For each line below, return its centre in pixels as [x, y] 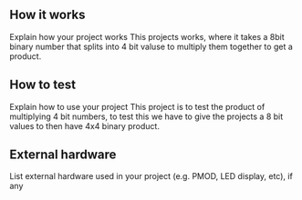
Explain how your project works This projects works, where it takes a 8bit [147, 36]
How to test [42, 85]
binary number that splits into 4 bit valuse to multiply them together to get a [151, 46]
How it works [47, 15]
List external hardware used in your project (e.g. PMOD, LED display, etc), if [151, 176]
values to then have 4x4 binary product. [84, 125]
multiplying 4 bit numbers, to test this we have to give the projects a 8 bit [146, 116]
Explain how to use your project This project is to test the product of [137, 106]
